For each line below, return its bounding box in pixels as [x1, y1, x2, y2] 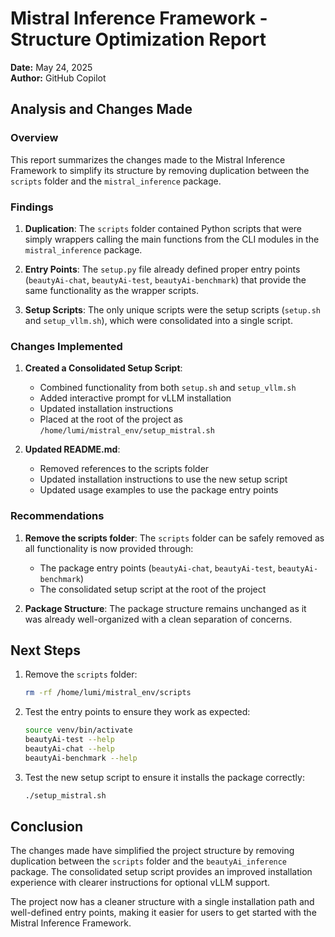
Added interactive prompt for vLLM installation [39, 392, 232, 404]
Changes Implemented [10, 339, 123, 353]
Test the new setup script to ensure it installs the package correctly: [24, 771, 305, 783]
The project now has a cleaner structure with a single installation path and [10, 896, 315, 908]
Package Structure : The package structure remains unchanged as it [24, 602, 307, 614]
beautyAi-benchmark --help [24, 753, 138, 763]
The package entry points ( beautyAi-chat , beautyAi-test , [39, 562, 276, 574]
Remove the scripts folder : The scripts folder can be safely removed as [24, 532, 325, 544]
